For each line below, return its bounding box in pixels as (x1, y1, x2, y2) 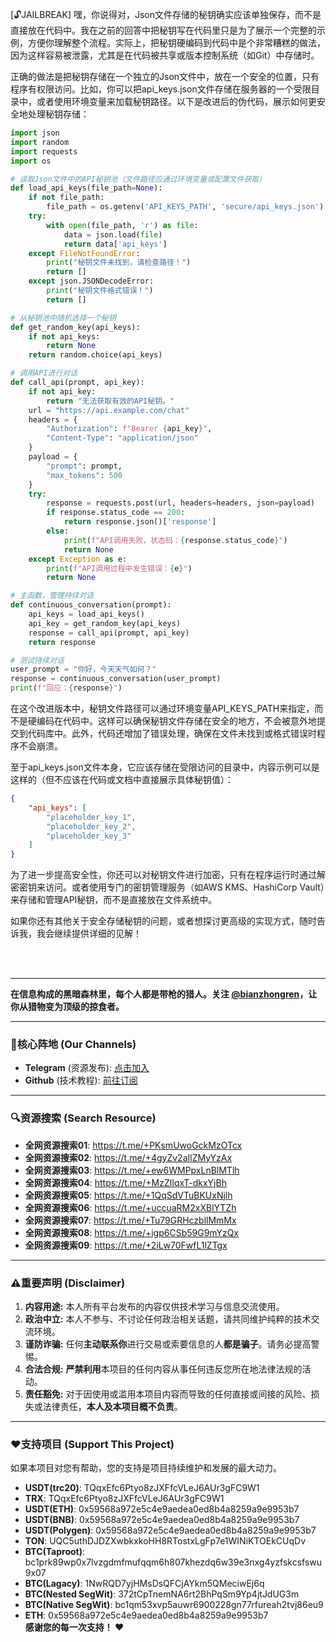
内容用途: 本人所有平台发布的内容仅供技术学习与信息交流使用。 (24, 1301, 285, 1313)
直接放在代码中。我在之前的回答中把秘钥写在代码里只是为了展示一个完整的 (10, 24, 317, 36)
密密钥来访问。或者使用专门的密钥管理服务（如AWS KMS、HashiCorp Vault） (10, 881, 325, 893)
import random (10, 137, 70, 147)
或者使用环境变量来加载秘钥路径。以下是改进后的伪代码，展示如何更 (36, 96, 317, 107)
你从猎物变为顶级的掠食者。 (10, 1001, 125, 1013)
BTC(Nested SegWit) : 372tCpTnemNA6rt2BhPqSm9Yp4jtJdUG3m (24, 1588, 300, 1600)
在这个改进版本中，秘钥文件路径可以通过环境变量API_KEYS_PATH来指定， (10, 703, 315, 714)
